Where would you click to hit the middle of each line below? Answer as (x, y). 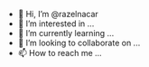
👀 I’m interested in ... (56, 24)
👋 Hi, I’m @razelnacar (58, 14)
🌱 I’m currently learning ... (66, 33)
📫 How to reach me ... (60, 53)
